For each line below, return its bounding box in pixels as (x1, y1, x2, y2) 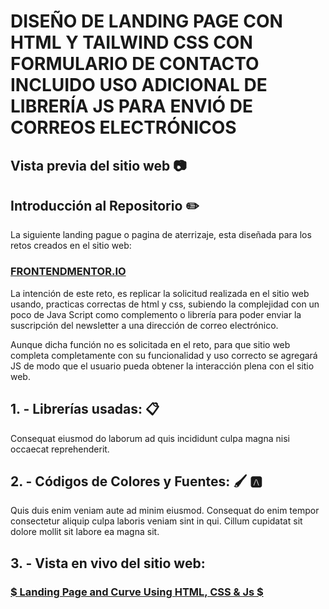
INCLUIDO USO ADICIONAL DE (10, 74, 268, 97)
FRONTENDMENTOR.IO (10, 265, 127, 279)
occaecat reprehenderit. (10, 443, 110, 455)
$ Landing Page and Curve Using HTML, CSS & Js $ (10, 585, 264, 599)
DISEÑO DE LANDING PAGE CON (10, 10, 283, 33)
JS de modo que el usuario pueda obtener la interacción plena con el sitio (10, 360, 315, 372)
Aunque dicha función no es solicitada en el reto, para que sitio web (10, 338, 291, 350)
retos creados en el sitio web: (10, 240, 132, 252)
